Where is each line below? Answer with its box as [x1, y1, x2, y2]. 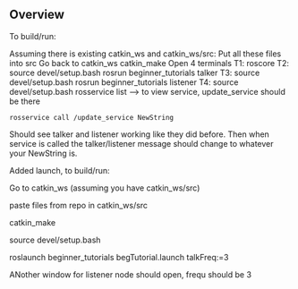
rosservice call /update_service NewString [9, 113, 175, 122]
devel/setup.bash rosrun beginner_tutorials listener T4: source [9, 76, 239, 88]
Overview [9, 7, 65, 22]
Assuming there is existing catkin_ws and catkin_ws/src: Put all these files [9, 48, 282, 59]
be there [9, 96, 40, 106]
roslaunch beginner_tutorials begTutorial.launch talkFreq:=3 [9, 251, 229, 262]
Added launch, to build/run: [9, 165, 110, 175]
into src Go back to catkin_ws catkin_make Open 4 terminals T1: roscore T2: [9, 57, 289, 68]
